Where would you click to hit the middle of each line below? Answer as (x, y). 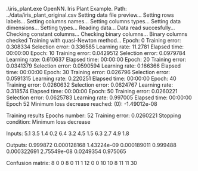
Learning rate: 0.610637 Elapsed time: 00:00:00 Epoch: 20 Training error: (96, 59)
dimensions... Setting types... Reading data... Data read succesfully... (91, 28)
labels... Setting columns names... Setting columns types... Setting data (93, 21)
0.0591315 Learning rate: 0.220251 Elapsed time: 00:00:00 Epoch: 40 (92, 78)
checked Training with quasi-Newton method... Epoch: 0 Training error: (94, 40)
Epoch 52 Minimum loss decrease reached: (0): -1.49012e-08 (82, 104)
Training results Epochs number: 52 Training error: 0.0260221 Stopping (94, 115)
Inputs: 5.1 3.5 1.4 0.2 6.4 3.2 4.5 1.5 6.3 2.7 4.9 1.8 (68, 133)
